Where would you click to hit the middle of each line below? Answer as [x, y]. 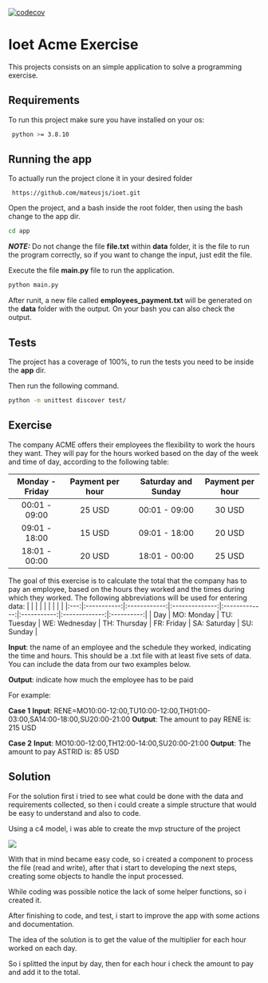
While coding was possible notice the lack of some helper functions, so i [127, 891]
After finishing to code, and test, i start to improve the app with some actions [134, 915]
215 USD [22, 727]
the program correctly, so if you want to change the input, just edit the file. [130, 255]
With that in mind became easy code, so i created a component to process [131, 859]
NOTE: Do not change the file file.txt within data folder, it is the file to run [129, 246]
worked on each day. [43, 948]
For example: [30, 695]
